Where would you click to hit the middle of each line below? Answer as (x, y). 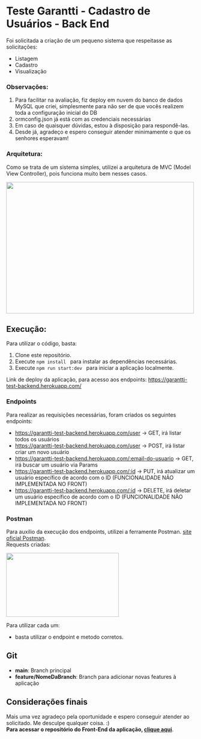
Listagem (26, 58)
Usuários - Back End (58, 24)
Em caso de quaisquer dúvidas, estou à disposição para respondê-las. (102, 126)
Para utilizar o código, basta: (41, 343)
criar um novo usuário (42, 452)
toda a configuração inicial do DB (56, 113)
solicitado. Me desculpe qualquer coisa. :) (58, 723)
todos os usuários (37, 439)
